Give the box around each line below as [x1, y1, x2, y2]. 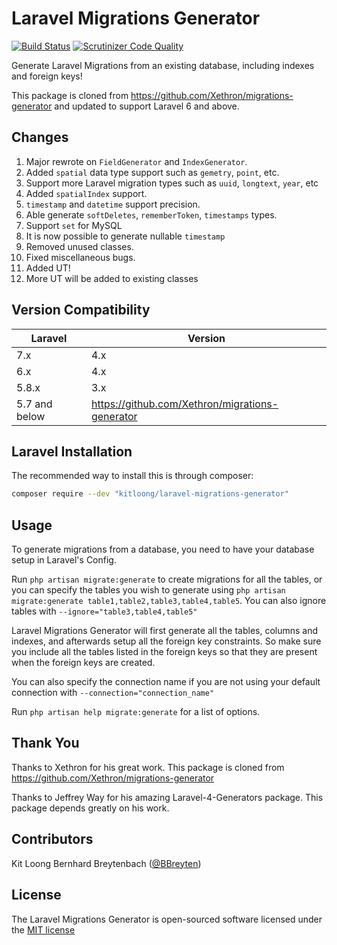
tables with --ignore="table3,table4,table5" [11, 605, 198, 617]
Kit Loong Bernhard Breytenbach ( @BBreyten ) [11, 857, 202, 869]
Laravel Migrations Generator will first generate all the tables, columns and [11, 625, 319, 637]
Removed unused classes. [25, 240, 134, 252]
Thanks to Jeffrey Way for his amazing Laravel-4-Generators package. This [11, 791, 324, 803]
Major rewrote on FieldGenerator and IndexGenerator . [25, 155, 248, 167]
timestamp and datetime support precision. [25, 198, 201, 210]
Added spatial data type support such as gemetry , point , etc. [25, 166, 280, 178]
